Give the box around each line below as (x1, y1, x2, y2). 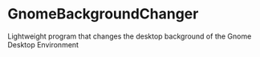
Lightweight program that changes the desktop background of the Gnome (7, 31, 252, 41)
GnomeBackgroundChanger (7, 5, 199, 23)
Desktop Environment (7, 39, 79, 49)
